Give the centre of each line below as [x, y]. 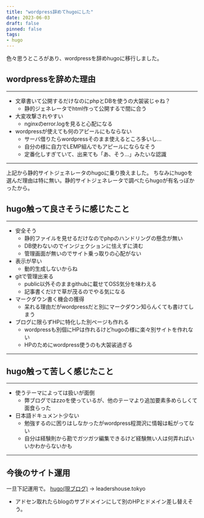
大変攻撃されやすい [39, 116]
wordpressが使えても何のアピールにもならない [73, 131]
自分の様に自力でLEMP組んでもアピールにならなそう [90, 146]
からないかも [56, 446]
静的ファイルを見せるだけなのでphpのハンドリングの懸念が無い [104, 238]
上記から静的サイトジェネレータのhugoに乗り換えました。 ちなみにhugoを [100, 173]
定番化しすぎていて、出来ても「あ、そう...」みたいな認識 [95, 154]
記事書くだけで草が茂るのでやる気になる [75, 291]
